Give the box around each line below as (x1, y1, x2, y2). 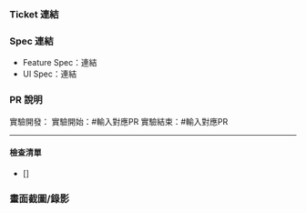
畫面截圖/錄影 (9, 192, 70, 205)
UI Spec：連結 (22, 68, 77, 79)
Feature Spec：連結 (22, 57, 97, 68)
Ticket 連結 (9, 7, 59, 20)
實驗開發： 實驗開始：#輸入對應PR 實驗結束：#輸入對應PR (9, 116, 229, 127)
